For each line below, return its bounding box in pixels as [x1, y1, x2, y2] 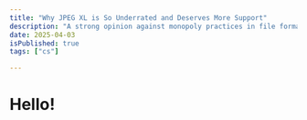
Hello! [9, 95, 56, 115]
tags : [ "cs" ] [9, 47, 59, 56]
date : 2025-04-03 [9, 30, 76, 39]
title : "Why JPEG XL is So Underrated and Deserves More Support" [9, 13, 268, 23]
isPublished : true [9, 38, 79, 48]
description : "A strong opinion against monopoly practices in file [9, 22, 276, 31]
